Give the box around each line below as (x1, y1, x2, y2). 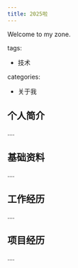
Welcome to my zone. (7, 30, 71, 38)
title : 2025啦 (7, 10, 48, 18)
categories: (7, 72, 40, 81)
